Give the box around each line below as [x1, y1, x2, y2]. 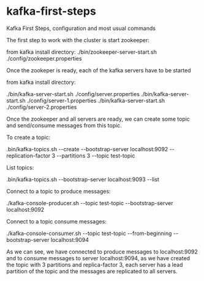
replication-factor [6, 152, 51, 159]
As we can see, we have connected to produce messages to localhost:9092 [6, 248, 198, 255]
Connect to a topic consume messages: [6, 217, 107, 225]
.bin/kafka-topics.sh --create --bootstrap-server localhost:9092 [6, 145, 168, 152]
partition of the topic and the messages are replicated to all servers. [6, 268, 178, 275]
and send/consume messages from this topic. [6, 121, 123, 129]
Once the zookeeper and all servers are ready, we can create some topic [6, 115, 190, 122]
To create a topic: [6, 133, 51, 141]
